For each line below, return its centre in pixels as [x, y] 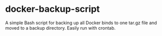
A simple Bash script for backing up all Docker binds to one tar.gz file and [81, 23]
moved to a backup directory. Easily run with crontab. [60, 28]
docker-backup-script [53, 9]
